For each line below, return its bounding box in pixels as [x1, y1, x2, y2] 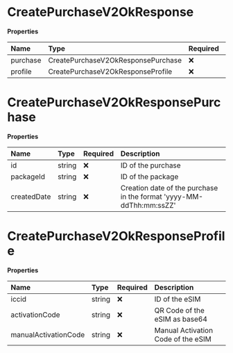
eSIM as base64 [154, 314, 208, 324]
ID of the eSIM [154, 294, 201, 304]
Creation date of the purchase [120, 183, 218, 192]
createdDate [10, 192, 51, 202]
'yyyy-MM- [164, 192, 203, 202]
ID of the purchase [120, 161, 182, 170]
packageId [10, 172, 46, 181]
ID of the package [120, 172, 179, 181]
